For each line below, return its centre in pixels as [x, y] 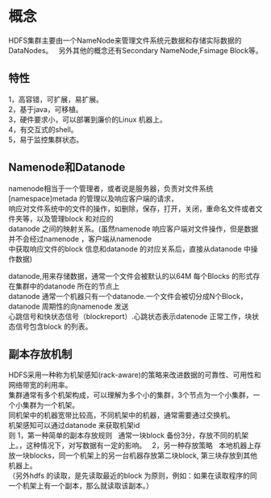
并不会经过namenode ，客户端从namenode [80, 239]
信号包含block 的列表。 [54, 326]
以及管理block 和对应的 [75, 218]
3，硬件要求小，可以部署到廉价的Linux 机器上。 [88, 119]
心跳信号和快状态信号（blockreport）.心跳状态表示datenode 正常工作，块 [130, 316]
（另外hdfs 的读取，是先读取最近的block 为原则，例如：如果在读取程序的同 [133, 475]
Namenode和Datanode [67, 167]
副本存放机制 [40, 354]
